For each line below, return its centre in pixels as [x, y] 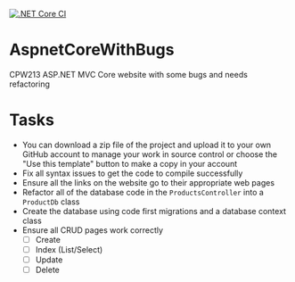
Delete [48, 270]
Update [49, 260]
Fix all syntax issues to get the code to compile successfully [132, 173]
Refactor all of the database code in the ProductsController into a [143, 192]
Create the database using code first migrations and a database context [154, 211]
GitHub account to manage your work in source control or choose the [150, 154]
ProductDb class [51, 202]
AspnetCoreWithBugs [92, 50]
